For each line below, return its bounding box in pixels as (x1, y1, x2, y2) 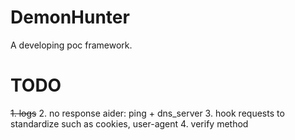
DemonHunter (10, 6, 130, 29)
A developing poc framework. (10, 39, 133, 51)
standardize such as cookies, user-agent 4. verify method (10, 117, 249, 130)
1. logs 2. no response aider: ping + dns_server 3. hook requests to (10, 107, 285, 119)
